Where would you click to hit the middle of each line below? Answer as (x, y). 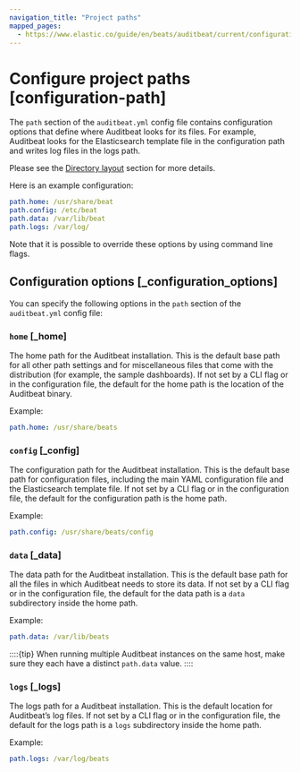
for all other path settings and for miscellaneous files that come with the (142, 365)
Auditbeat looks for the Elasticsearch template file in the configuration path (147, 142)
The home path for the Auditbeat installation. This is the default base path (145, 356)
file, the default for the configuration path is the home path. (118, 499)
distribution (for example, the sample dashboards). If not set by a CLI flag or (149, 374)
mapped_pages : (36, 26)
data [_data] (35, 554)
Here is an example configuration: (71, 185)
